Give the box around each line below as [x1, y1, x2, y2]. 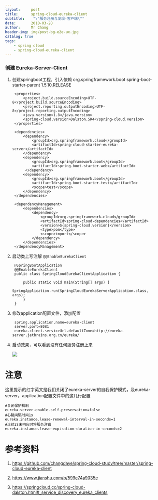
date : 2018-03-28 [5, 20, 53, 26]
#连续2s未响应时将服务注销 [5, 422, 52, 427]
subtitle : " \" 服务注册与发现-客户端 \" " [5, 16, 85, 21]
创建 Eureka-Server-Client [5, 65, 68, 71]
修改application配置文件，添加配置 [12, 310, 81, 316]
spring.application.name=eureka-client [14, 320, 95, 325]
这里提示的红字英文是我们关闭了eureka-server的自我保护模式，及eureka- [5, 387, 151, 392]
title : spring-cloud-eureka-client [5, 12, 88, 16]
